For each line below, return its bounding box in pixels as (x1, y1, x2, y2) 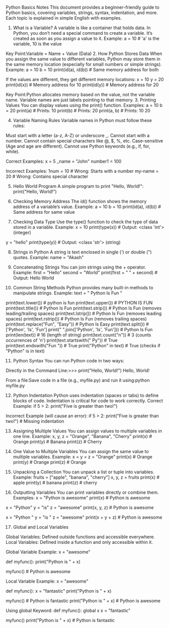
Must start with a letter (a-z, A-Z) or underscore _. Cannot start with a (6, 133, 150, 138)
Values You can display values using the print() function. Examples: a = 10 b (6, 102, 163, 108)
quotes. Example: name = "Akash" (13, 255, 84, 260)
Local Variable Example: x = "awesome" (6, 578, 89, 584)
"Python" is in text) (6, 348, 45, 354)
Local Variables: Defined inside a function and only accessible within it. (6, 539, 153, 545)
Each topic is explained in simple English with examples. (6, 15, 122, 21)
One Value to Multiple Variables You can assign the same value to (13, 449, 149, 454)
